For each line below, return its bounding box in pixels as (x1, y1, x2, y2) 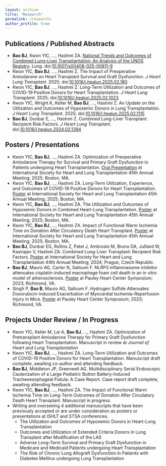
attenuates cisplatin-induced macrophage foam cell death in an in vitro (12, 270, 157, 276)
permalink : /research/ (5, 16, 52, 21)
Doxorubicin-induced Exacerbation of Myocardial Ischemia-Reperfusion (12, 291, 160, 296)
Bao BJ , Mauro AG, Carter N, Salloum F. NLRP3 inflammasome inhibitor (12, 264, 158, 270)
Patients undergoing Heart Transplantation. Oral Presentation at (12, 164, 142, 170)
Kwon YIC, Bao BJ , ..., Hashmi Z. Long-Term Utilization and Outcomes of (12, 84, 161, 90)
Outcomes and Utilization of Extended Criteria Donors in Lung (19, 429, 146, 435)
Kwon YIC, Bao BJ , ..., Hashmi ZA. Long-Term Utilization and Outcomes (12, 350, 158, 356)
